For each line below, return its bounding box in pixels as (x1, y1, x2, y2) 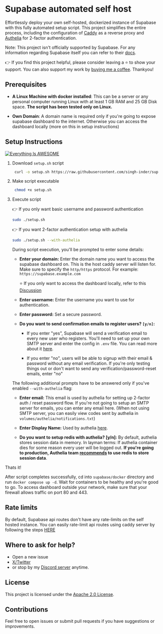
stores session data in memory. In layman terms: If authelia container (19, 440, 158, 446)
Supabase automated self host (5, 3, 131, 15)
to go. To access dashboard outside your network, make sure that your (5, 485, 147, 490)
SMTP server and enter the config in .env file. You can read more (26, 341, 157, 347)
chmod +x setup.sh (14, 187, 52, 193)
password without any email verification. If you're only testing (26, 360, 150, 366)
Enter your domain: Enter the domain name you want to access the (19, 256, 155, 262)
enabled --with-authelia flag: (12, 386, 73, 392)
